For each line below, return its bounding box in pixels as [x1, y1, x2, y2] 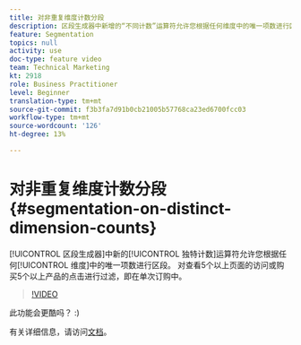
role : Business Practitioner [9, 80, 118, 89]
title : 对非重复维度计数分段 [9, 13, 105, 22]
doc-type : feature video [9, 55, 102, 64]
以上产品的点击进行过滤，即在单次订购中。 [30, 271, 187, 281]
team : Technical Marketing [9, 64, 110, 73]
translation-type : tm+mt [9, 96, 102, 106]
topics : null [9, 38, 58, 47]
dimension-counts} [9, 218, 158, 238]
